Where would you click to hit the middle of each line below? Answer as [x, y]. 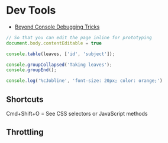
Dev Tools [31, 10]
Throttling [25, 132]
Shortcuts [25, 99]
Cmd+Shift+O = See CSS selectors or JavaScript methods [77, 114]
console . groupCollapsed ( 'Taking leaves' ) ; [59, 65]
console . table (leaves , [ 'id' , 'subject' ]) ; [61, 54]
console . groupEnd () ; [32, 70]
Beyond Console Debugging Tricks [57, 27]
